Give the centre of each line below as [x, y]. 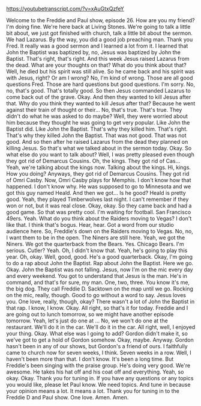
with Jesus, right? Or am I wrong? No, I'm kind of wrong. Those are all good [100, 78]
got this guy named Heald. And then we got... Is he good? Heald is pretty [96, 193]
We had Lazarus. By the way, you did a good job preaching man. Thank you [100, 39]
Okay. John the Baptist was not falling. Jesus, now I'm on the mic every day [100, 269]
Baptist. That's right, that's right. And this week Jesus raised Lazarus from [98, 59]
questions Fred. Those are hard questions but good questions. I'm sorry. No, [100, 84]
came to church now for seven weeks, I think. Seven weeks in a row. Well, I [99, 352]
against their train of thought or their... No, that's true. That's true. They [94, 110]
